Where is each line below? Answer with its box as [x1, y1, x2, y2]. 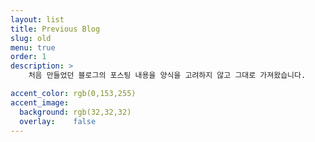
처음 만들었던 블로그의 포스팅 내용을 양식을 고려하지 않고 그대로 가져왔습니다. [28, 71, 307, 81]
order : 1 [10, 52, 47, 62]
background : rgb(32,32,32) [19, 107, 132, 117]
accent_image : [10, 97, 70, 108]
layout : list [10, 14, 65, 25]
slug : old [10, 33, 52, 43]
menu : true [10, 42, 56, 53]
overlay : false [19, 116, 97, 126]
